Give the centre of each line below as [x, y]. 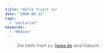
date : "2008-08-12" [25, 14]
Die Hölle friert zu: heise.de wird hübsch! [58, 46]
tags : [10, 18]
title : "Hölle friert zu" [31, 9]
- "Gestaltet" [24, 23]
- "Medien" [21, 32]
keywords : [15, 27]
